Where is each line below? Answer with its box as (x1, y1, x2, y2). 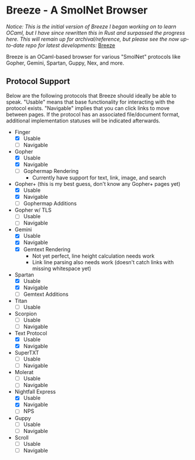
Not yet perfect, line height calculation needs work (32, 252, 154, 259)
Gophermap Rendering (23, 168, 79, 174)
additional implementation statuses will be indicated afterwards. (6, 117, 160, 124)
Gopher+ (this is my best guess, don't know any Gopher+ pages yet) (14, 181, 181, 188)
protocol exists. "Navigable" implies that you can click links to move (6, 104, 170, 112)
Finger (14, 128, 31, 135)
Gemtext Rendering (23, 245, 70, 253)
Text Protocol (14, 329, 48, 336)
